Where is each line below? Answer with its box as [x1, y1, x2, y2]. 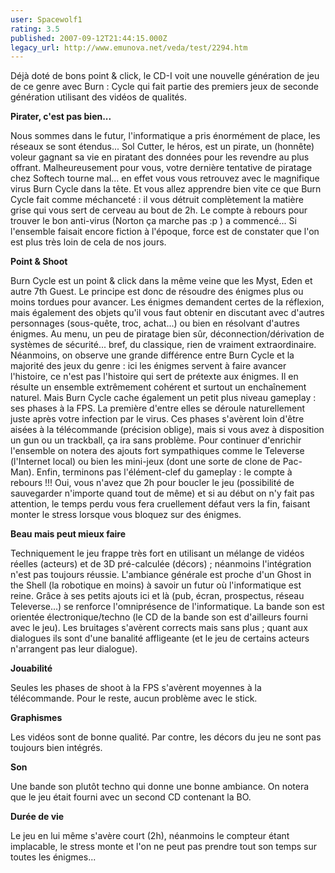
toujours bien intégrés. [10, 742, 103, 754]
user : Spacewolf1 [10, 14, 83, 25]
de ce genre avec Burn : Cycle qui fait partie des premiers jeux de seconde [10, 81, 320, 93]
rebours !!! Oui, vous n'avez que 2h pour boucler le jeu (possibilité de [10, 477, 295, 489]
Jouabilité [10, 662, 53, 675]
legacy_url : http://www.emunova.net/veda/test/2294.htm [10, 42, 248, 53]
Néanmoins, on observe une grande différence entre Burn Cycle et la [10, 349, 295, 361]
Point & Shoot [10, 256, 68, 268]
